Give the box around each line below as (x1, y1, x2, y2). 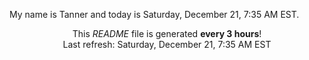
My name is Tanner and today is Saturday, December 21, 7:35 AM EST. (9, 9, 300, 20)
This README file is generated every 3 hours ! (72, 28, 262, 39)
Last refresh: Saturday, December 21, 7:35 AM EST (62, 39, 272, 50)
